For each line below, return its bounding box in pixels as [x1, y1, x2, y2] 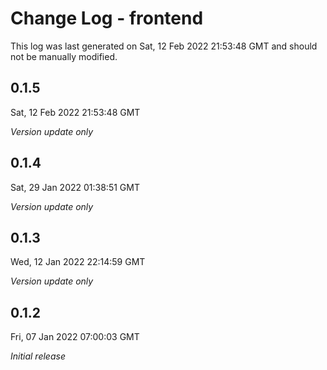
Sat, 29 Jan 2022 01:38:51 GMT [10, 181, 140, 193]
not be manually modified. [10, 50, 118, 62]
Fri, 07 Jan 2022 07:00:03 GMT [10, 331, 140, 343]
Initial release [10, 350, 66, 362]
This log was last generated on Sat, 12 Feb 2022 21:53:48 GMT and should [10, 40, 318, 52]
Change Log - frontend [10, 7, 204, 30]
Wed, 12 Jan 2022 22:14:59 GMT [10, 256, 146, 268]
